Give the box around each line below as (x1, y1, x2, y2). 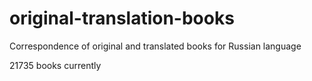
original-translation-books (9, 7, 235, 30)
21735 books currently (9, 59, 102, 71)
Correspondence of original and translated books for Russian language (9, 40, 302, 52)
